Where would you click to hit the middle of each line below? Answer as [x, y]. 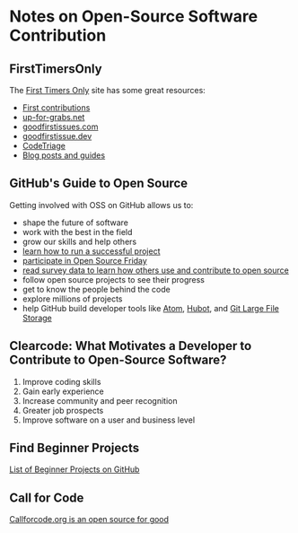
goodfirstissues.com [60, 127]
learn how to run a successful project [91, 251]
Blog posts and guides [64, 155]
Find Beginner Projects [74, 448]
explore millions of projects [72, 299]
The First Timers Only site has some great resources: [108, 90]
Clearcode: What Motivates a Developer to [131, 346]
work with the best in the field [77, 232]
